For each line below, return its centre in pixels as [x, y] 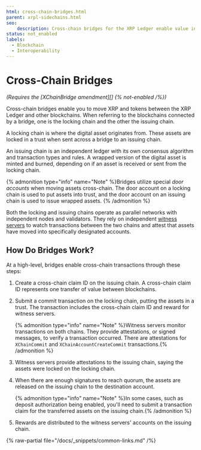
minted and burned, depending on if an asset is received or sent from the [96, 164]
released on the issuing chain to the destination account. [85, 386]
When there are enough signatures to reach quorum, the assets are [98, 380]
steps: [14, 271]
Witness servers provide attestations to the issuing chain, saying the [99, 362]
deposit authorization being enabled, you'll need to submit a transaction [103, 404]
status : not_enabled [32, 34]
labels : [16, 40]
